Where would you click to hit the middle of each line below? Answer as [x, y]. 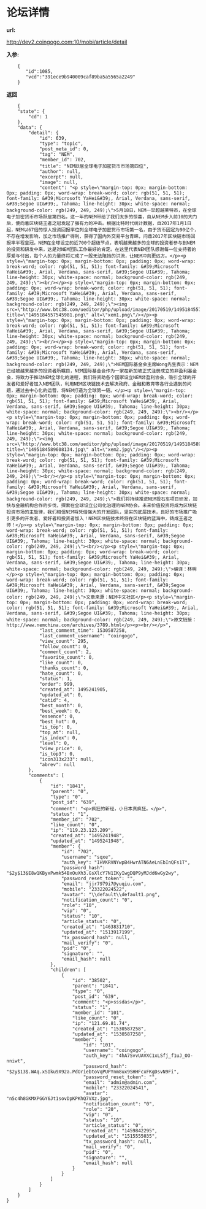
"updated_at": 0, [61, 695]
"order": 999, [57, 684]
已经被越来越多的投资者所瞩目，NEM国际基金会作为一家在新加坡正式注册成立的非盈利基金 [102, 371]
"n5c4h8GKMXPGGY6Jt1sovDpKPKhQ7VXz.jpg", [60, 1099]
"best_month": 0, [61, 705]
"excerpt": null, [61, 177]
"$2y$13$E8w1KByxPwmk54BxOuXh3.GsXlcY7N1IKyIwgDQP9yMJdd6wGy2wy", [93, 873]
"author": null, [60, 171]
